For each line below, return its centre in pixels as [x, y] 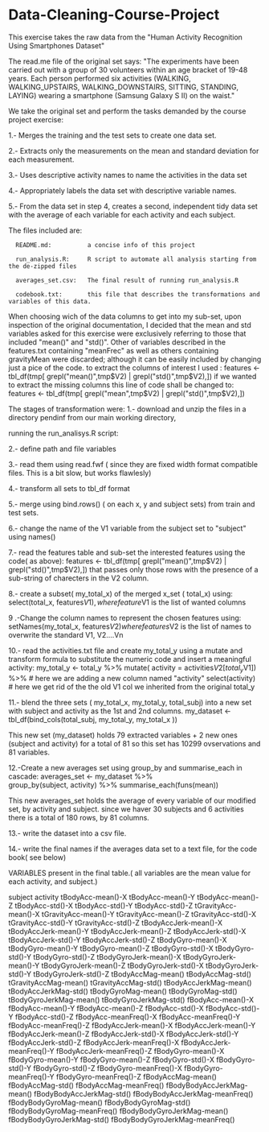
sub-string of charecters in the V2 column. [79, 578]
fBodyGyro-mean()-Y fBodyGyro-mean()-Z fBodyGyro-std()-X [112, 1060]
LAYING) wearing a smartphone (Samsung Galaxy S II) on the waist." [122, 95]
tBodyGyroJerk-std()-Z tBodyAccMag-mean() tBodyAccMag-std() [142, 974]
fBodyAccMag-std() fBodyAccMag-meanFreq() [86, 1085]
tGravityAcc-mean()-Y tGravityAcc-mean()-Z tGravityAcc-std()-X [149, 914]
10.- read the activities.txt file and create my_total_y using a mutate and [126, 651]
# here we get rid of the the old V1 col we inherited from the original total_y [132, 687]
